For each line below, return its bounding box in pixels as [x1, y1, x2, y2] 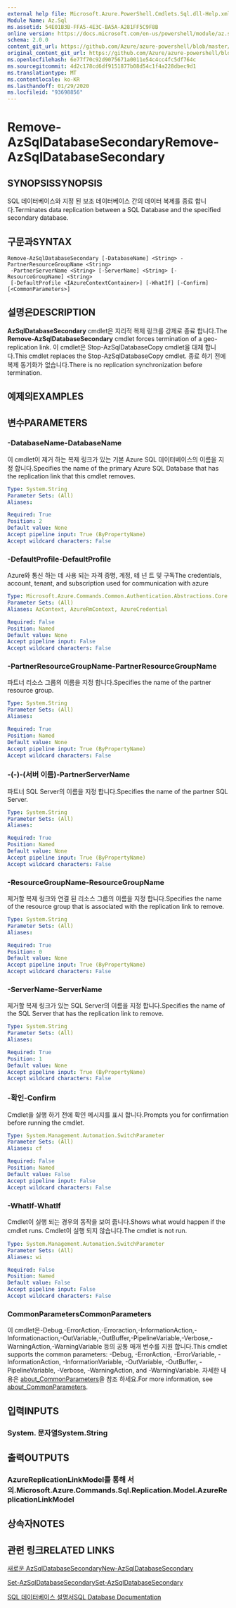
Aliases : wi [7, 1254, 42, 1261]
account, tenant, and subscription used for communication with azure [7, 579, 209, 588]
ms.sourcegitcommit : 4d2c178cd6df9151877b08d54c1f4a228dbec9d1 [7, 63, 197, 70]
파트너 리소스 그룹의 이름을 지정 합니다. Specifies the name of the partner [7, 678, 212, 687]
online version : [7, 30, 55, 37]
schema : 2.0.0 [7, 37, 49, 44]
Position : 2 [7, 518, 42, 525]
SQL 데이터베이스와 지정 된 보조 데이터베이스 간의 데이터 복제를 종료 [7, 197, 194, 205]
